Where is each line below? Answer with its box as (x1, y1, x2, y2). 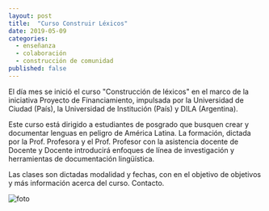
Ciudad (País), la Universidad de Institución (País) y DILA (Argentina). (8, 103, 238, 113)
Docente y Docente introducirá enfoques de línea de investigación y (8, 145, 235, 154)
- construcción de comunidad (15, 57, 114, 65)
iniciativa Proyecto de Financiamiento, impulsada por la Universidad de (8, 95, 244, 105)
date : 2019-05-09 (8, 27, 67, 35)
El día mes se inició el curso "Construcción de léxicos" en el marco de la (8, 87, 249, 96)
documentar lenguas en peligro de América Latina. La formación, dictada (8, 128, 252, 137)
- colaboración (15, 49, 67, 57)
